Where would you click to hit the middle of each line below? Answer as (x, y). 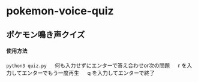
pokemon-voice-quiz (60, 11)
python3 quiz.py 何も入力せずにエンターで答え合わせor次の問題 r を (97, 65)
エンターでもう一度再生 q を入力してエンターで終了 (88, 72)
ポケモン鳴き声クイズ (46, 34)
